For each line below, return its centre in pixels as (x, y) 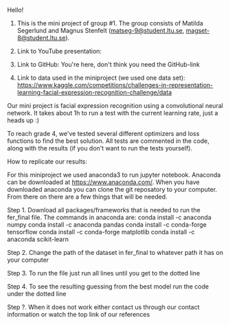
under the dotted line (37, 294)
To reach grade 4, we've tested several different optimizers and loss (103, 134)
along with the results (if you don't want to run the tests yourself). (100, 148)
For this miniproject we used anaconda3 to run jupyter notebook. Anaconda (114, 175)
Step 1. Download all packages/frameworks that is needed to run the (104, 210)
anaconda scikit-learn (38, 239)
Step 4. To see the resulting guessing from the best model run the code (108, 287)
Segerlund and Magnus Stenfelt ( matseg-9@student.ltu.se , (101, 31)
